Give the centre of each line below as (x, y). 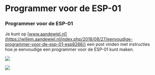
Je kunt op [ (17, 34)
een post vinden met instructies (118, 45)
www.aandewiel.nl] (48, 34)
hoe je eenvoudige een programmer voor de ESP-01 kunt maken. (70, 49)
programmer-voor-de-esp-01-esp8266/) (46, 45)
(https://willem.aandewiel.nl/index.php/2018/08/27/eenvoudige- (69, 39)
